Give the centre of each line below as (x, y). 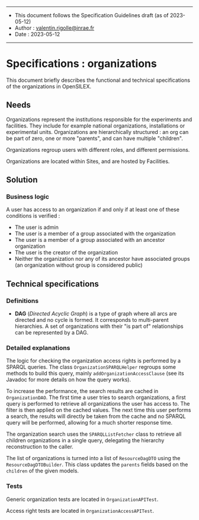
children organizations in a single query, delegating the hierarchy (85, 441)
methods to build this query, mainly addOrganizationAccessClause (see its (95, 374)
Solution (22, 180)
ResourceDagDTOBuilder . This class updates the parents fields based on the (97, 465)
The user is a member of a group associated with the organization (95, 234)
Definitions (23, 301)
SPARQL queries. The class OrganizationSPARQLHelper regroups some (91, 367)
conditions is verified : (33, 216)
